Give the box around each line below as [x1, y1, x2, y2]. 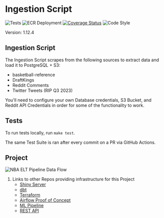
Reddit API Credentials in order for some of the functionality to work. [5, 102, 145, 108]
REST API [19, 208, 40, 214]
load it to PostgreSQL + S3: [5, 62, 61, 68]
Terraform [19, 192, 41, 198]
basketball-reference [12, 72, 55, 78]
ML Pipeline [19, 203, 44, 209]
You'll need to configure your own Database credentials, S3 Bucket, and [5, 97, 152, 103]
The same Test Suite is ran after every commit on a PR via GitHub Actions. [5, 139, 156, 145]
